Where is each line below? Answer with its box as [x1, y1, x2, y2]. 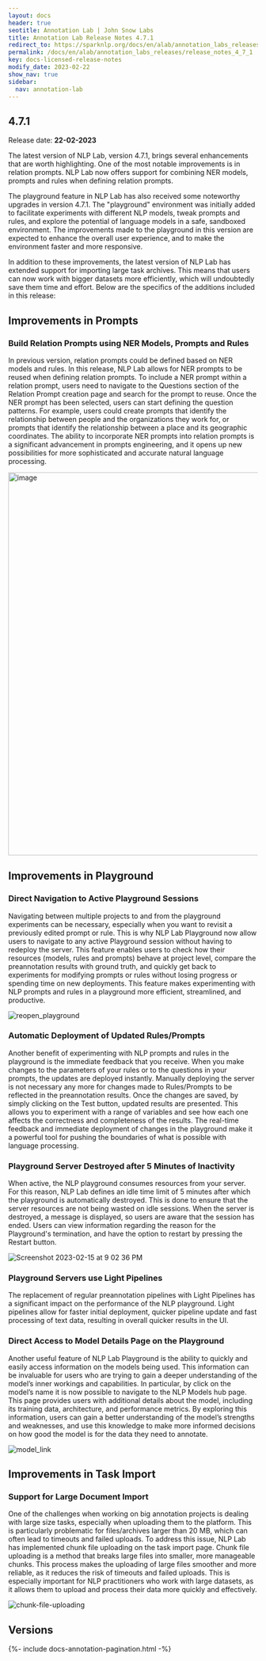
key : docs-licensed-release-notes [8, 56, 123, 64]
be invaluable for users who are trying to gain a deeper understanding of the [8, 1370, 257, 1380]
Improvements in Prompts [8, 314, 139, 327]
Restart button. [8, 1237, 57, 1247]
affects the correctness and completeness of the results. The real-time [8, 1116, 239, 1125]
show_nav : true [8, 70, 59, 78]
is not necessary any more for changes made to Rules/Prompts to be [8, 1081, 233, 1091]
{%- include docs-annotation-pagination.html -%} [8, 1644, 172, 1654]
